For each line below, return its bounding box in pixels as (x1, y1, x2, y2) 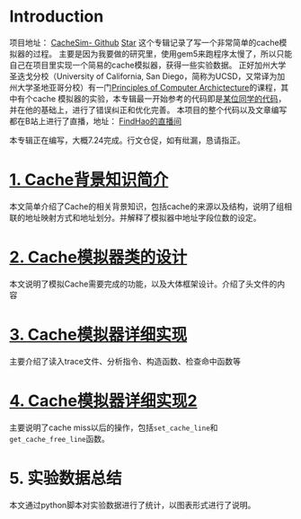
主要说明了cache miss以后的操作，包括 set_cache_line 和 (9, 422, 218, 433)
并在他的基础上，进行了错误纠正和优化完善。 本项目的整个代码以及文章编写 (9, 104, 288, 115)
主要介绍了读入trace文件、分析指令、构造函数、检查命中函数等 (9, 356, 241, 366)
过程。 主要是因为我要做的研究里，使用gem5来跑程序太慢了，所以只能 (32, 48, 293, 59)
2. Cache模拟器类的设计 (9, 247, 188, 268)
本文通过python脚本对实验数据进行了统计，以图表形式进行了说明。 (9, 499, 256, 510)
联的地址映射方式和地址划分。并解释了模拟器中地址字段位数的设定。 (9, 212, 261, 223)
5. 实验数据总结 (9, 468, 122, 488)
